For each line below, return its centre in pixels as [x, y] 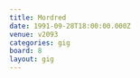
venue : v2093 [34, 34]
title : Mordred [38, 17]
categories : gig [40, 43]
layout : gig [32, 59]
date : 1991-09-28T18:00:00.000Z [70, 26]
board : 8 [26, 51]
